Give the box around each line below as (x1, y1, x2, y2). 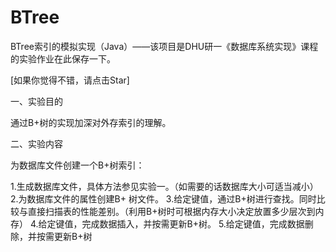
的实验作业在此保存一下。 (10, 52, 116, 65)
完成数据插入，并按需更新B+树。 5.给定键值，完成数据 (81, 217, 305, 230)
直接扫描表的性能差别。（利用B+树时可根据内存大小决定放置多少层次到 (27, 205, 316, 217)
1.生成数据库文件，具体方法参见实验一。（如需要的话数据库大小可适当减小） (10, 180, 319, 192)
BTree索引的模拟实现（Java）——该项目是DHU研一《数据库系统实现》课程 (10, 40, 319, 52)
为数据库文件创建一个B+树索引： (10, 159, 145, 171)
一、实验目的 (10, 95, 63, 107)
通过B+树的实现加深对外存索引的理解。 (10, 116, 172, 128)
